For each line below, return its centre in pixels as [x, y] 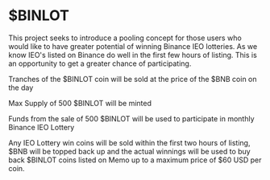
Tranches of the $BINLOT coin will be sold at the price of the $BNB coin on [133, 79]
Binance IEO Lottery [42, 127]
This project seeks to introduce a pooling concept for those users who [125, 38]
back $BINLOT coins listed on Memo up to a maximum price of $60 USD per [135, 160]
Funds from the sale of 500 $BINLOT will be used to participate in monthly [132, 118]
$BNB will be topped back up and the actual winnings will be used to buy [130, 151]
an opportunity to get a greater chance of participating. [100, 63]
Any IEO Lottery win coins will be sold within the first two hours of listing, [129, 142]
